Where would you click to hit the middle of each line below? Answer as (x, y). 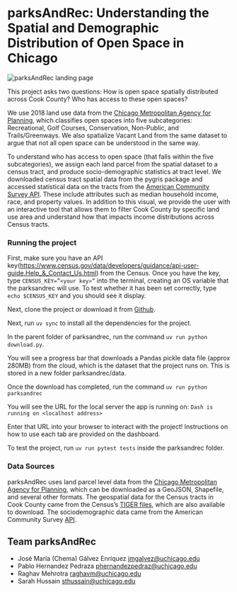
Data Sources (31, 467)
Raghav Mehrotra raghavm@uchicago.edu (79, 574)
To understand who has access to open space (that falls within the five (110, 156)
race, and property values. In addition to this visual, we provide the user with (119, 201)
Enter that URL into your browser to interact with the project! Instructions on (118, 427)
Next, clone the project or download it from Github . (81, 309)
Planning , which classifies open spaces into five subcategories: (100, 120)
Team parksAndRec (52, 541)
